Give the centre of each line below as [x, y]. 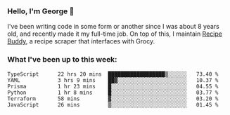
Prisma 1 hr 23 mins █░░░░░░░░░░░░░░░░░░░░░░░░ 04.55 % [113, 86]
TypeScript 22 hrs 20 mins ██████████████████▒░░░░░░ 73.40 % [113, 74]
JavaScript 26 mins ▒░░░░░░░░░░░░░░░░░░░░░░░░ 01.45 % [113, 104]
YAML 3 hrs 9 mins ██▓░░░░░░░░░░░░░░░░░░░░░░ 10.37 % [113, 80]
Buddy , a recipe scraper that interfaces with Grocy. [81, 41]
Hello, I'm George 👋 [41, 11]
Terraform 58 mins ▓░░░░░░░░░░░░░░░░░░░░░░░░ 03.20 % [113, 99]
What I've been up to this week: [62, 60]
